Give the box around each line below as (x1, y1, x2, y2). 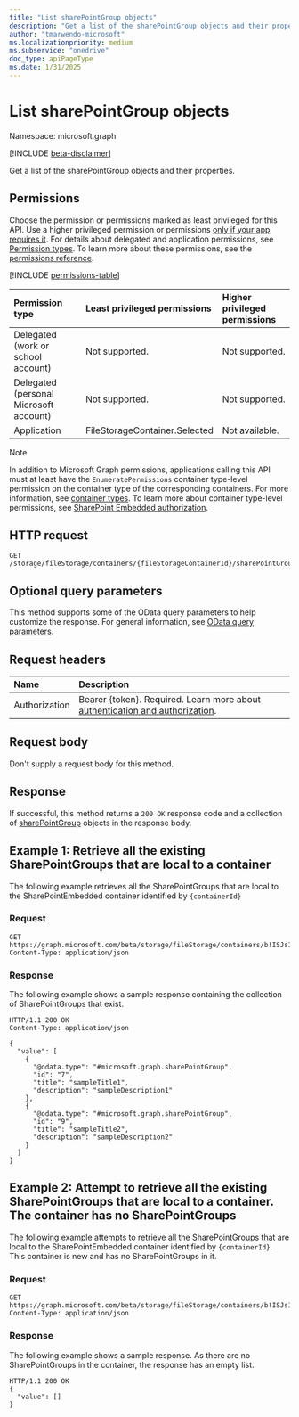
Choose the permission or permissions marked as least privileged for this (9, 215, 278, 225)
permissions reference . (9, 252, 94, 263)
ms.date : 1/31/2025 (9, 63, 82, 72)
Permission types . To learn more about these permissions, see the (9, 242, 252, 254)
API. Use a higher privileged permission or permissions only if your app (9, 224, 271, 234)
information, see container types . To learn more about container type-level (9, 492, 283, 504)
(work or (13, 340, 50, 352)
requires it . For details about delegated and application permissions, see (9, 233, 274, 244)
